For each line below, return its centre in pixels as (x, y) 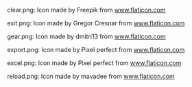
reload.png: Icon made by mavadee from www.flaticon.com (91, 76)
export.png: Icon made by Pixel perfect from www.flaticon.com (96, 50)
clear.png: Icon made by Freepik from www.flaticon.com (86, 10)
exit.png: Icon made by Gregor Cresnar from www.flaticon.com (96, 23)
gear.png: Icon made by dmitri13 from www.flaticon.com (86, 36)
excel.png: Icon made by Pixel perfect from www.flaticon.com (94, 63)
